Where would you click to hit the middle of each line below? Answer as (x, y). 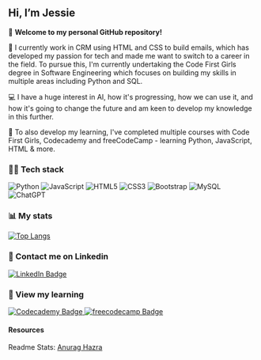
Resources (26, 330)
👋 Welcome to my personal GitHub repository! (85, 32)
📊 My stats (30, 216)
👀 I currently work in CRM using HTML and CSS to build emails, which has (129, 47)
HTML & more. (32, 149)
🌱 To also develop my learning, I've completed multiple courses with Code (129, 132)
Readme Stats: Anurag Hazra (55, 347)
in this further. (31, 116)
